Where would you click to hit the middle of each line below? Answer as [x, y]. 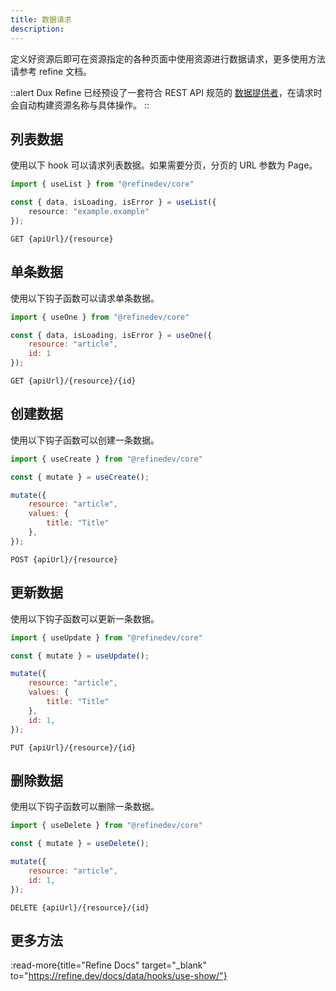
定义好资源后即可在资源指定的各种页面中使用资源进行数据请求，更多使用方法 [168, 58]
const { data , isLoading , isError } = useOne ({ [111, 335]
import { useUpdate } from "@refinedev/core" [106, 637]
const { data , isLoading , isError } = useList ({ [113, 202]
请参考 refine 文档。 [51, 71]
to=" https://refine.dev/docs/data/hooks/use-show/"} [119, 976]
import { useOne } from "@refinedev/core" [100, 317]
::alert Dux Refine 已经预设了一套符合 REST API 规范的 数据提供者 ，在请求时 [166, 92]
